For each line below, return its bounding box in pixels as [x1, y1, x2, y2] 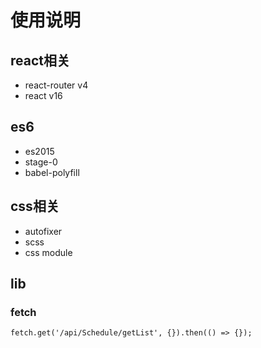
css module [24, 246, 73, 258]
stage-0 [24, 156, 58, 168]
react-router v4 [24, 79, 89, 91]
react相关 [10, 52, 70, 69]
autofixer [24, 225, 63, 237]
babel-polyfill [24, 166, 80, 178]
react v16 [24, 90, 63, 101]
